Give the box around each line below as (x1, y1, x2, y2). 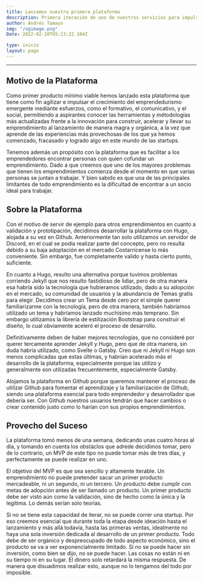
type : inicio (6, 42, 39, 48)
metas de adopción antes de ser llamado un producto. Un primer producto (6, 487, 192, 494)
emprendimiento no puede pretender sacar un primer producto (6, 474, 163, 481)
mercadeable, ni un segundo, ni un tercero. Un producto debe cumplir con (6, 481, 192, 488)
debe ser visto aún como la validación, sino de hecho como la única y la (6, 493, 185, 500)
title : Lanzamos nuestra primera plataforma (6, 8, 120, 15)
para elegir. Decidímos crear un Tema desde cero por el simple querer (6, 296, 181, 304)
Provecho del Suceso (6, 420, 88, 430)
